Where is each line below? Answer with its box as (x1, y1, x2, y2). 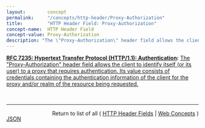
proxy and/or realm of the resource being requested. (6, 80, 138, 88)
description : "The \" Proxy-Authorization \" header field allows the (6, 37, 184, 43)
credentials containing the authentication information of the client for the (6, 74, 189, 81)
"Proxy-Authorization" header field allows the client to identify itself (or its (6, 61, 192, 68)
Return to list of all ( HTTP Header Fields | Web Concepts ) (52, 110, 199, 117)
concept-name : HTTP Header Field (6, 26, 95, 32)
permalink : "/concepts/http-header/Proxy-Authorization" (6, 15, 165, 21)
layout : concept (6, 9, 67, 15)
